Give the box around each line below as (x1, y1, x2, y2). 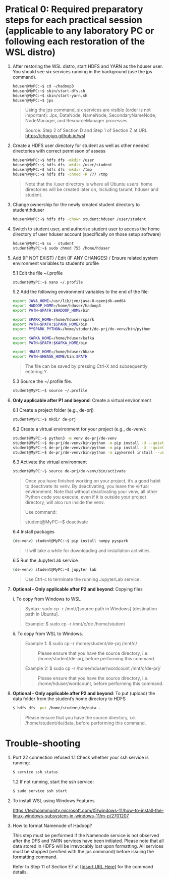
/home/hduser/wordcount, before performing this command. (37, 680, 164, 687)
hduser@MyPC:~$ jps (12, 97, 54, 103)
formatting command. (12, 854, 58, 860)
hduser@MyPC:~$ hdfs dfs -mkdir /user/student (12, 163, 112, 168)
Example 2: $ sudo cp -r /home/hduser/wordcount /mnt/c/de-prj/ (25, 665, 161, 671)
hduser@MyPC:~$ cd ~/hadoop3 (12, 83, 74, 89)
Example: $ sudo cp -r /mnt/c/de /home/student (25, 621, 125, 627)
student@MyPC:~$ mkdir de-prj (12, 417, 77, 422)
